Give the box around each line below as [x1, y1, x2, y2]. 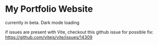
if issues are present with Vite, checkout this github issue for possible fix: [5, 29, 154, 35]
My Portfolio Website [5, 3, 93, 15]
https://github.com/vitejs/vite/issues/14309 [5, 34, 93, 40]
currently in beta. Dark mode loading [5, 20, 80, 25]
